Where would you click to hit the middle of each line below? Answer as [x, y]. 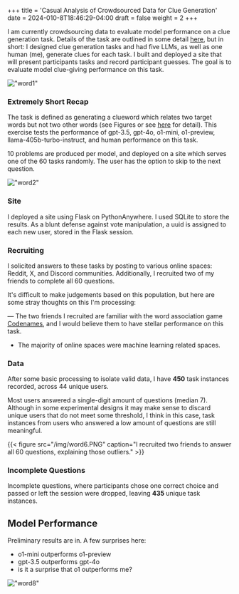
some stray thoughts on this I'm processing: [72, 302]
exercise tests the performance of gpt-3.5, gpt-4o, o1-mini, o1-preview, [111, 132]
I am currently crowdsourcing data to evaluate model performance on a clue [119, 32]
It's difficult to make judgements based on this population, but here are [111, 294]
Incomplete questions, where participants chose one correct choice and [113, 486]
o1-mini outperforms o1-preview [64, 554]
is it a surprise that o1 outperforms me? [75, 570]
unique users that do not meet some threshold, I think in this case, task [111, 415]
